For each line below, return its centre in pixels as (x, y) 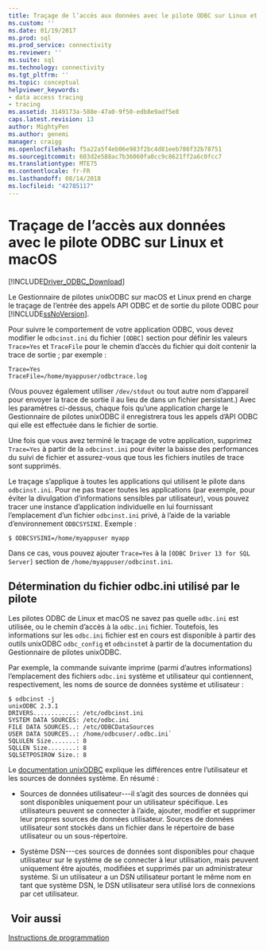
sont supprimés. (35, 465)
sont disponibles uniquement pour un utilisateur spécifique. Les (124, 802)
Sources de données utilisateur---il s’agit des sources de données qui (134, 793)
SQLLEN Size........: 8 (48, 748)
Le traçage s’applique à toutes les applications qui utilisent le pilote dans (127, 481)
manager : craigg (35, 141)
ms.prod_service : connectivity (60, 45)
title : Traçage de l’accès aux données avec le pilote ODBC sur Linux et (133, 16)
